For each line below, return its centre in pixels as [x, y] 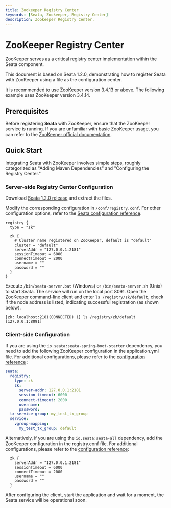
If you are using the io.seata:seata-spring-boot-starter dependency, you [84, 345]
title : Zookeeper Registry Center [42, 10]
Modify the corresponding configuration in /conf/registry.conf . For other [83, 208]
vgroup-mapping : [32, 424]
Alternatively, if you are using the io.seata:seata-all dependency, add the [84, 438]
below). [13, 308]
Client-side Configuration [38, 335]
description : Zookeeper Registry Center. [50, 19]
